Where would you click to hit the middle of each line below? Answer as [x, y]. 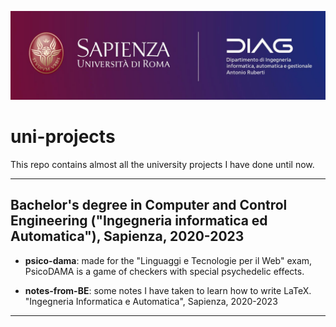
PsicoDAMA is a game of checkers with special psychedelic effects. [164, 271]
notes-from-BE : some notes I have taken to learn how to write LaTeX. [168, 290]
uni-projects [63, 136]
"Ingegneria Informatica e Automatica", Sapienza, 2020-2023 [151, 301]
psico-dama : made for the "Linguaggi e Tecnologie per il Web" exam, [168, 260]
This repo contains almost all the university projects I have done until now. [162, 164]
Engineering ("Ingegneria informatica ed [139, 221]
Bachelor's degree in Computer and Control [149, 205]
